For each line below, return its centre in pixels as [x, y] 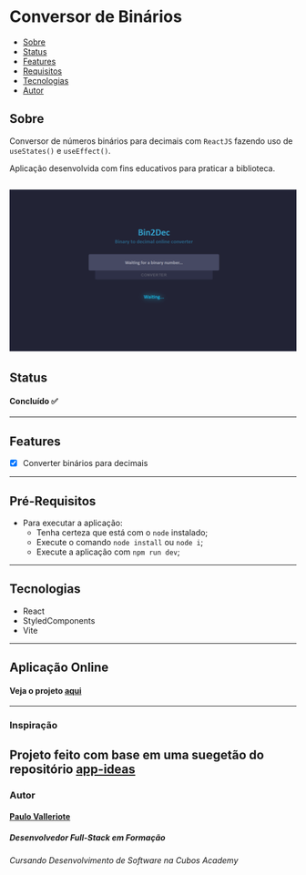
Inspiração [33, 726]
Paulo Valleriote [40, 817]
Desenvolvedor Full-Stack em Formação [87, 837]
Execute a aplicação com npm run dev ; [108, 552]
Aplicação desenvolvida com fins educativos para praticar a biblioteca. [143, 168]
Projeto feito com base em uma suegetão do [137, 754]
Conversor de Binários [96, 17]
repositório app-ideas [72, 769]
